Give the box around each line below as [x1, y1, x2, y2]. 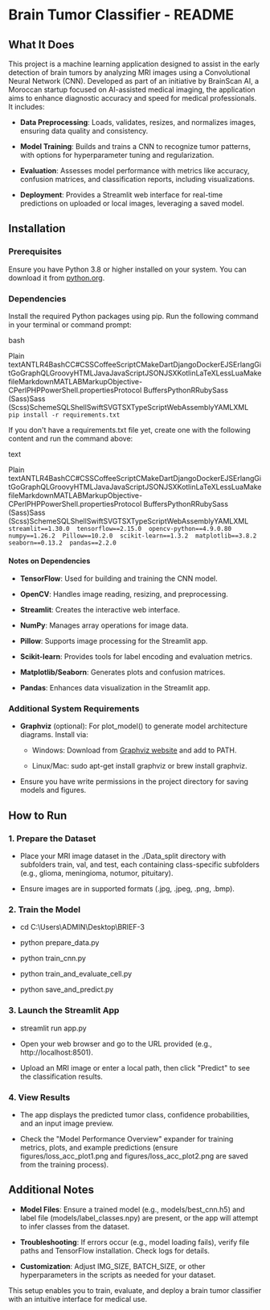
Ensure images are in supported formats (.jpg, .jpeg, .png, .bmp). [19, 884, 235, 893]
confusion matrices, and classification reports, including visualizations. [19, 175, 256, 184]
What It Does [8, 38, 75, 52]
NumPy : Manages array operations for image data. [19, 620, 189, 630]
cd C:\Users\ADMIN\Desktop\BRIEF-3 [19, 922, 145, 932]
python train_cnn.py [19, 953, 87, 964]
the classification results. [19, 1072, 103, 1081]
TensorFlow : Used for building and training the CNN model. [19, 574, 219, 583]
